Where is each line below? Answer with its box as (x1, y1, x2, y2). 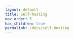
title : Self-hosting (5, 12, 48, 17)
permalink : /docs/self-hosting (5, 26, 70, 31)
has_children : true (5, 21, 45, 26)
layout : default (5, 7, 38, 12)
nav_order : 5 (5, 16, 32, 21)
